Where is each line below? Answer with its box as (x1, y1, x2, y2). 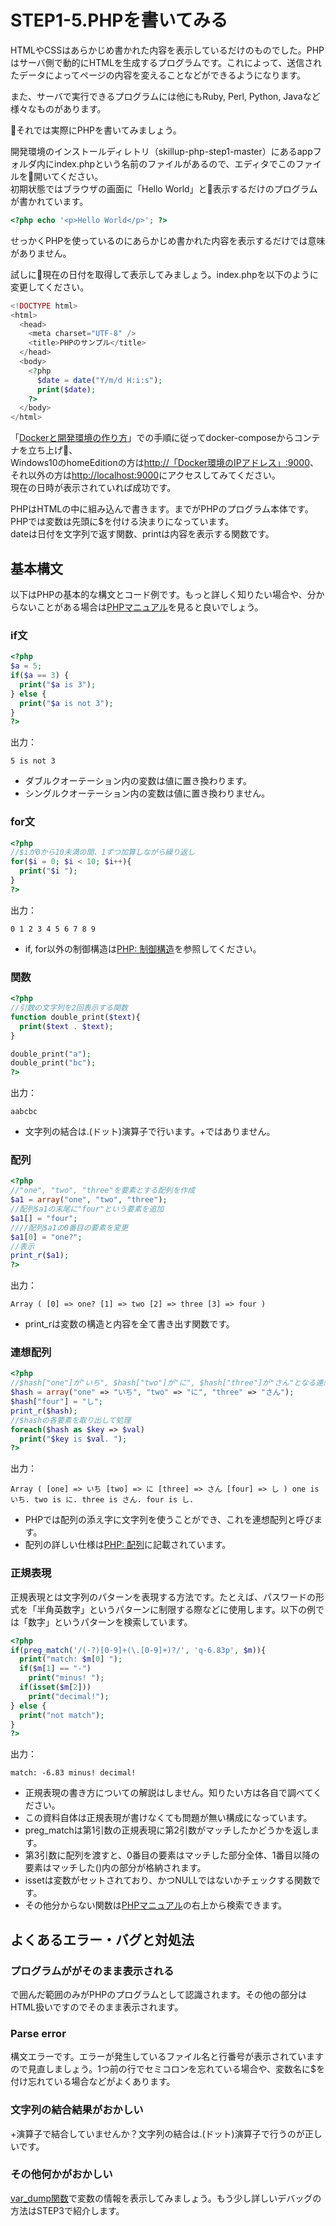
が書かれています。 (10, 195, 89, 207)
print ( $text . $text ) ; (19, 1021, 114, 1031)
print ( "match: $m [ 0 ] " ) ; (19, 1654, 123, 1665)
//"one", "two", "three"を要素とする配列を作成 (10, 1186, 196, 1196)
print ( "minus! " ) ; (28, 1673, 105, 1683)
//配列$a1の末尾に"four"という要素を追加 (10, 1204, 165, 1215)
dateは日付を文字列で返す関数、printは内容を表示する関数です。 (10, 528, 275, 540)
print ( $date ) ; (36, 384, 97, 395)
